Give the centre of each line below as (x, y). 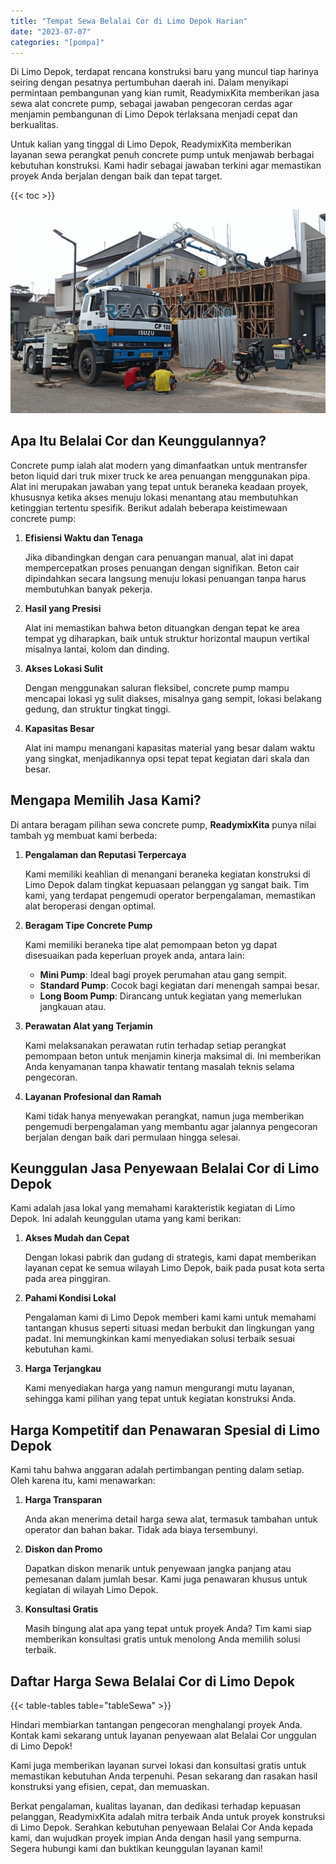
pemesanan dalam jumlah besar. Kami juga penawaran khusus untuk (166, 1579)
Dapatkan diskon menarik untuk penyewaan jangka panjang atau (158, 1569)
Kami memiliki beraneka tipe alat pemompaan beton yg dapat (151, 944)
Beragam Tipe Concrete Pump (88, 925)
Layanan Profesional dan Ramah (93, 1096)
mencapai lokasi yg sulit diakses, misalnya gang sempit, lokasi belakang (173, 698)
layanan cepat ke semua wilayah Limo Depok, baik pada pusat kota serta (174, 1268)
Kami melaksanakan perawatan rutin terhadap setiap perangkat (155, 1045)
